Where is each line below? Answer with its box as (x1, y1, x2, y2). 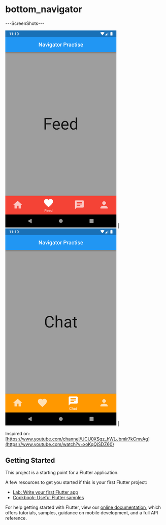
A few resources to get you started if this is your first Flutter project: (5, 479, 147, 485)
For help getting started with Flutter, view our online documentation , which (5, 504, 161, 510)
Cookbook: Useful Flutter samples (12, 495, 84, 501)
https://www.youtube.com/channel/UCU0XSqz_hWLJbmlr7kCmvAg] (7, 436, 150, 442)
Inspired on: (5, 431, 30, 437)
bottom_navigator (5, 4, 82, 15)
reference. (5, 515, 27, 521)
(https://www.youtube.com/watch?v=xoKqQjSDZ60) (5, 441, 114, 447)
